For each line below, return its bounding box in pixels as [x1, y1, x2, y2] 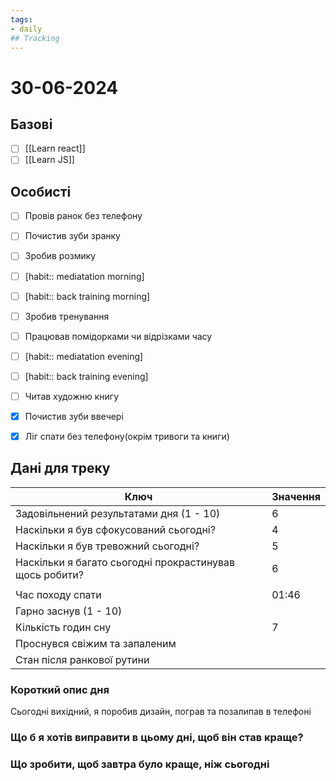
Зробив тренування [24, 310, 110, 322]
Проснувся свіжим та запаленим [15, 636, 177, 650]
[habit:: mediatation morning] [24, 270, 145, 282]
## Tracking [10, 33, 60, 43]
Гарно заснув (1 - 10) [15, 604, 123, 618]
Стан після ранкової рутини [15, 652, 150, 666]
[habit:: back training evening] [24, 370, 149, 382]
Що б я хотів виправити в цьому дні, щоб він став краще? [10, 731, 304, 745]
